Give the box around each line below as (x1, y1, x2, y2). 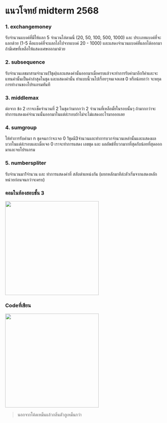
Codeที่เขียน (5, 302, 31, 309)
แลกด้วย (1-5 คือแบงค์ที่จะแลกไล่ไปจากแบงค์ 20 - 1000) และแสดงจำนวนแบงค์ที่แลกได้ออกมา (5, 40, 162, 46)
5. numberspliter (5, 159, 46, 166)
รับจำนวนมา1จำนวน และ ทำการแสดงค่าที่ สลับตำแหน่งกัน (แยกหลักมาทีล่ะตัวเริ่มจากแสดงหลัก (5, 171, 158, 177)
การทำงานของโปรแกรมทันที (5, 81, 51, 87)
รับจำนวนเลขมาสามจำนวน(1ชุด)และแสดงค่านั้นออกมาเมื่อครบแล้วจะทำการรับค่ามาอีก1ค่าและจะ (5, 70, 158, 76)
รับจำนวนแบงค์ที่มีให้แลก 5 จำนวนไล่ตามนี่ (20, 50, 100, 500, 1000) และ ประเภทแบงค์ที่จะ (5, 35, 162, 41)
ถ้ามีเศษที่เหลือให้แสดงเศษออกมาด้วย (5, 46, 66, 52)
